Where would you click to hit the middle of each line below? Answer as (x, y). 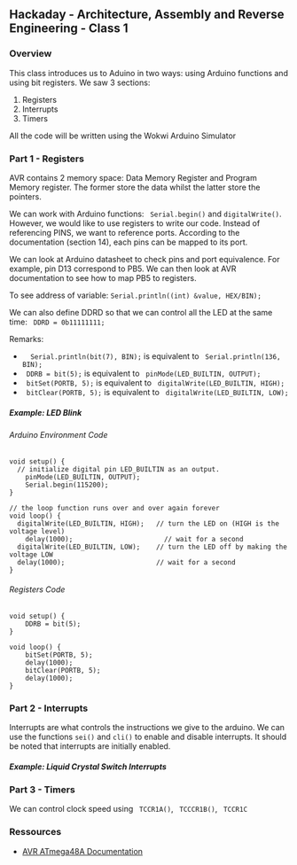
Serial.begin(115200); (67, 485)
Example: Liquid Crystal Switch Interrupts (88, 767)
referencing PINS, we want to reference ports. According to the (125, 232)
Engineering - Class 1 (69, 29)
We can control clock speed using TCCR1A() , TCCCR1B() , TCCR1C (129, 809)
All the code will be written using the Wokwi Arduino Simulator (123, 136)
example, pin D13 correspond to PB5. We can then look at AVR (123, 269)
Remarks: (27, 339)
